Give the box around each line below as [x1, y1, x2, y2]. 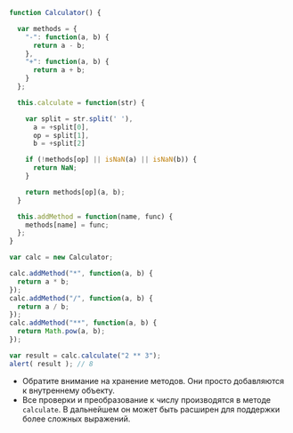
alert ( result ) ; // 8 [9, 359, 94, 368]
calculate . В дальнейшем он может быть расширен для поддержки [21, 404, 281, 414]
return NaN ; [32, 164, 77, 172]
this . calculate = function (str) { [17, 98, 145, 107]
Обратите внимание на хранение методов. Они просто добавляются [21, 375, 285, 386]
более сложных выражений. [21, 413, 131, 424]
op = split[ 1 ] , [32, 131, 90, 140]
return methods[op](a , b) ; [25, 188, 126, 196]
